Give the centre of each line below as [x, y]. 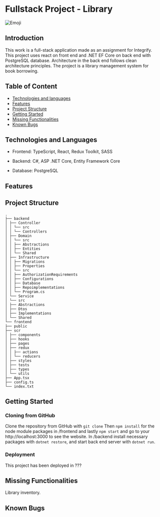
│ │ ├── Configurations [29, 279]
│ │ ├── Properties [25, 266]
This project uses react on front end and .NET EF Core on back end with [78, 55]
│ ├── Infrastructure [27, 257]
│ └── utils [17, 373]
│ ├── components [23, 335]
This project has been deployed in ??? [43, 465]
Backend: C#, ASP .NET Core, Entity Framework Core [66, 161]
